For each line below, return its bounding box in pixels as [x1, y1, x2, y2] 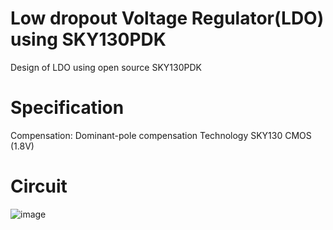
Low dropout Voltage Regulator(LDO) [10, 7, 325, 30]
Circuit [10, 175, 68, 198]
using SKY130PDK [10, 28, 167, 51]
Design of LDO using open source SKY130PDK [10, 61, 202, 73]
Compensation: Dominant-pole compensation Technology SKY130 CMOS [10, 129, 312, 141]
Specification [10, 97, 125, 119]
